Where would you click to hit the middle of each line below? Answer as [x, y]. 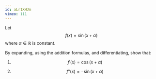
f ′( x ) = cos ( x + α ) [85, 62]
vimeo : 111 [16, 14]
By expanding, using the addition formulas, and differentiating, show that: [78, 53]
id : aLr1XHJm [18, 9]
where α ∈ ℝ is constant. [30, 43]
